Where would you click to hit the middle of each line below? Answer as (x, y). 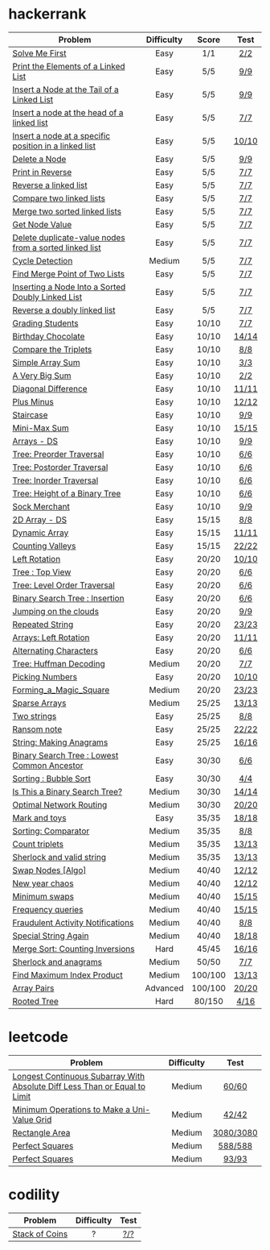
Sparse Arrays (39, 703)
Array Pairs (33, 988)
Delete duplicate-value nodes (69, 237)
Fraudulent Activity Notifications (73, 922)
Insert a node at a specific (61, 135)
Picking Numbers (45, 676)
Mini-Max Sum (41, 428)
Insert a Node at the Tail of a (65, 89)
